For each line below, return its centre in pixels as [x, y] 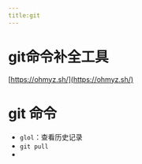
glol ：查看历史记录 [51, 137]
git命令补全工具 [58, 57]
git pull [34, 147]
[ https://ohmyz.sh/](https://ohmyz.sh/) [71, 79]
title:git [24, 15]
